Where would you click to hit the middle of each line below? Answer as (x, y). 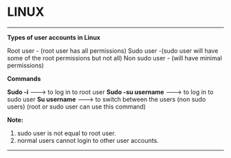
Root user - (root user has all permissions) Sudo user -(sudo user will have (113, 50)
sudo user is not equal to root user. (66, 133)
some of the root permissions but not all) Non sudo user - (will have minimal (114, 58)
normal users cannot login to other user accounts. (88, 140)
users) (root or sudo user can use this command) (77, 106)
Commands (24, 78)
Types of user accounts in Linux (54, 37)
